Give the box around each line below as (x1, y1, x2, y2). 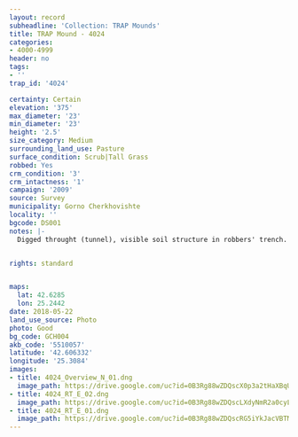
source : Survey (9, 194, 66, 203)
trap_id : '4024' (9, 79, 69, 88)
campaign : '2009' (9, 185, 74, 195)
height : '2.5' (9, 128, 62, 137)
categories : (9, 37, 53, 47)
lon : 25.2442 (17, 299, 66, 308)
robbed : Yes (9, 160, 53, 169)
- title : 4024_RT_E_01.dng (9, 406, 109, 415)
